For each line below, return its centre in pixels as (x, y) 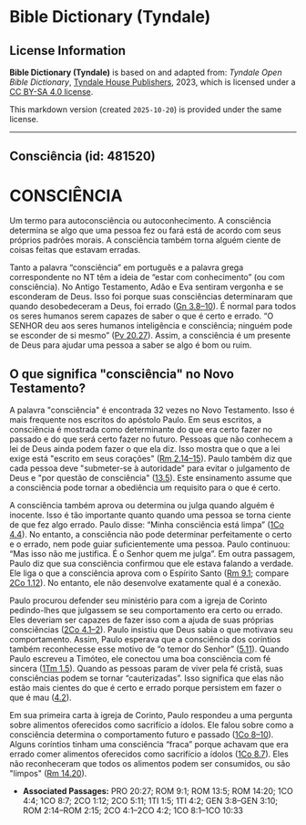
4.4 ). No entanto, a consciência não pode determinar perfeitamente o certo (151, 535)
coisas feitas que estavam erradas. (75, 250)
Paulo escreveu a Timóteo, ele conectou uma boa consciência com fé (140, 659)
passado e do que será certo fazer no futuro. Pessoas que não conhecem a (151, 439)
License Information (67, 51)
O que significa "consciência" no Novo (122, 374)
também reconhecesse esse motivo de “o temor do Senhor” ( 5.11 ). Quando (149, 649)
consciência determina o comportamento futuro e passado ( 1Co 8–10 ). (142, 735)
